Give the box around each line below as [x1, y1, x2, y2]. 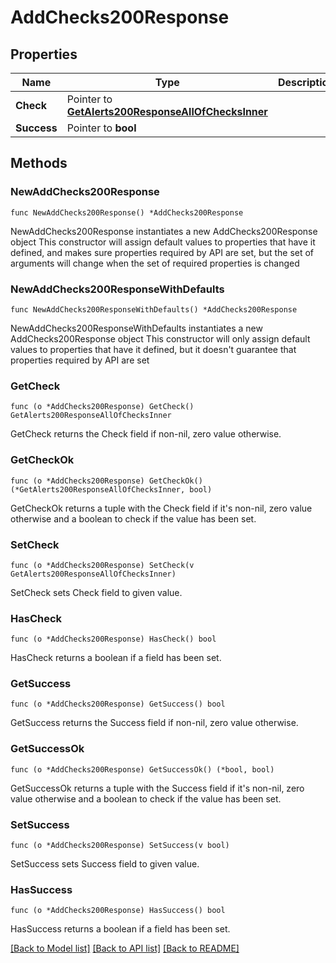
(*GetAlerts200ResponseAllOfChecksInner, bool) [10, 484, 213, 495]
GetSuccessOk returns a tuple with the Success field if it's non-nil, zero [10, 782, 305, 794]
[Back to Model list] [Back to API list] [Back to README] [10, 942, 240, 955]
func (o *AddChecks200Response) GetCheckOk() [10, 476, 203, 486]
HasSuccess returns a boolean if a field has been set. [10, 923, 231, 935]
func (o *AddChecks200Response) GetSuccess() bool [10, 699, 226, 710]
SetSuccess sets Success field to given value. [10, 858, 200, 870]
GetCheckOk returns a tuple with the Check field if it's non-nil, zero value [10, 502, 313, 514]
